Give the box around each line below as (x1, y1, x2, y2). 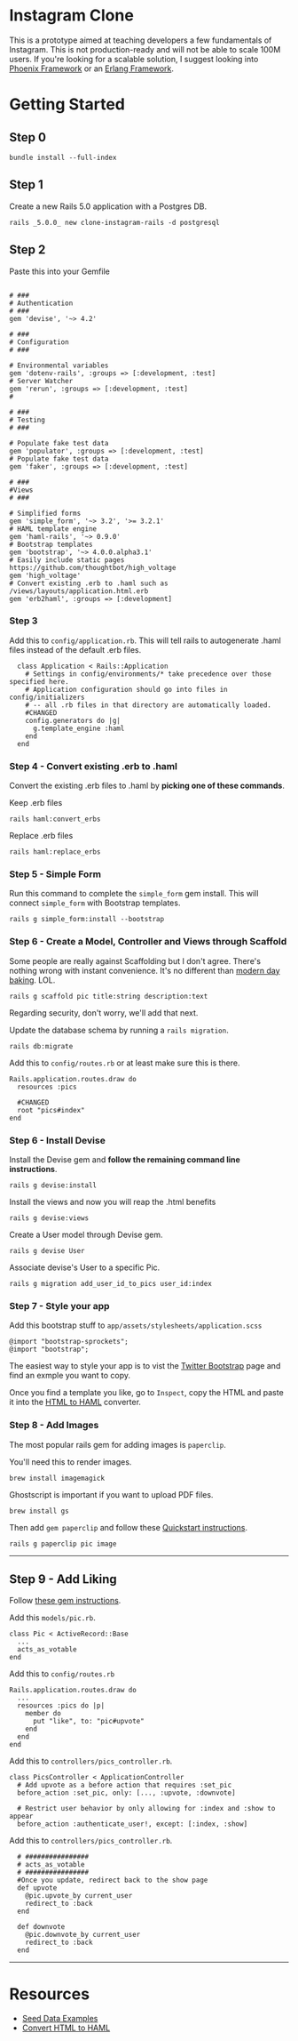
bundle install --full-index (9, 153, 117, 162)
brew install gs (9, 1507, 69, 1515)
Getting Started (9, 94, 126, 115)
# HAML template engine (9, 524, 98, 534)
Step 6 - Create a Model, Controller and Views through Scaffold (9, 936, 287, 948)
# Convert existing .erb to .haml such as (9, 579, 169, 588)
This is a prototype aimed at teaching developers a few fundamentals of (9, 35, 272, 45)
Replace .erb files (9, 831, 74, 841)
